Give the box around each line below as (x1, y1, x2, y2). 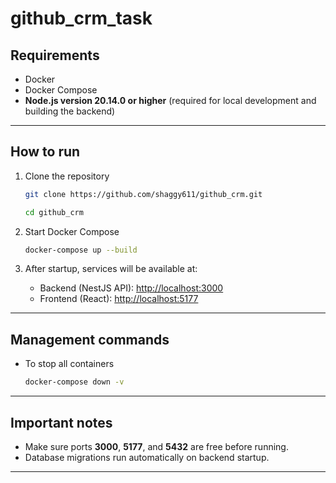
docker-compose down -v (24, 377, 125, 387)
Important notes (10, 414, 113, 431)
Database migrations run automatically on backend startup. (24, 451, 270, 463)
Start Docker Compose (24, 225, 120, 237)
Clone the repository (24, 170, 110, 182)
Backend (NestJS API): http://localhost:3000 (39, 282, 224, 294)
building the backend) (24, 105, 116, 117)
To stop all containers (24, 358, 115, 370)
